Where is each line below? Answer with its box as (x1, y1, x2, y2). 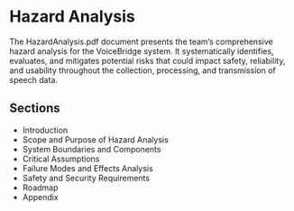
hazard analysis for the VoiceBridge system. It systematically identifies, (9, 45, 274, 56)
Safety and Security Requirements (22, 172, 151, 183)
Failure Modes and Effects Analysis (22, 162, 153, 173)
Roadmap (22, 182, 59, 193)
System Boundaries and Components (22, 143, 161, 154)
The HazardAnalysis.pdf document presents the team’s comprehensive (9, 36, 273, 47)
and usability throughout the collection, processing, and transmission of (9, 65, 277, 76)
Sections (9, 101, 60, 116)
